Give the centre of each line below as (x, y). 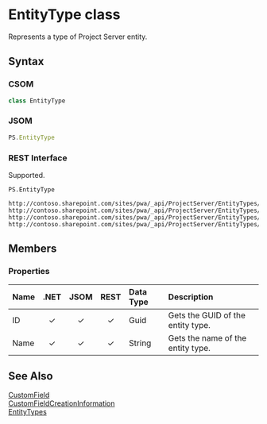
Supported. (27, 175)
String (140, 343)
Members (33, 249)
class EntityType (37, 101)
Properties (29, 272)
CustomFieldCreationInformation (62, 403)
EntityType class (64, 15)
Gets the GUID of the (207, 315)
